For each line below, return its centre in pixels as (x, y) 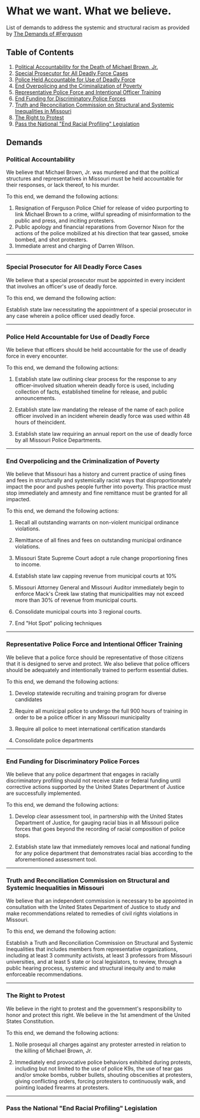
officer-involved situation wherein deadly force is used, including (94, 386)
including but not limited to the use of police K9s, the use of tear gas (99, 1068)
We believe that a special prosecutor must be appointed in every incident (96, 280)
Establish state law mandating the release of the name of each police (99, 410)
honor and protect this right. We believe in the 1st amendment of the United (98, 1015)
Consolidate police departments (54, 740)
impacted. (18, 499)
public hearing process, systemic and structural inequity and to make (91, 968)
